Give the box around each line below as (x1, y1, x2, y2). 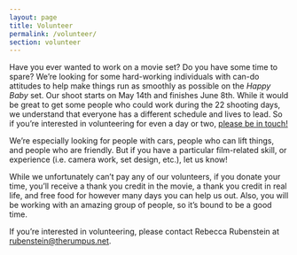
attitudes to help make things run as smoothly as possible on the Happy (9, 81, 271, 91)
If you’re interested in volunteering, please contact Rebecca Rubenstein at (9, 227, 279, 237)
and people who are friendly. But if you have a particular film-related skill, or (9, 145, 287, 156)
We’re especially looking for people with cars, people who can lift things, (9, 135, 275, 146)
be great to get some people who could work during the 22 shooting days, (9, 99, 281, 111)
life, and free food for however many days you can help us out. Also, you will (9, 190, 289, 201)
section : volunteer (9, 37, 82, 47)
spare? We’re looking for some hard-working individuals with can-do (9, 72, 260, 82)
